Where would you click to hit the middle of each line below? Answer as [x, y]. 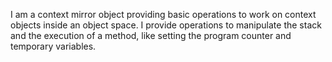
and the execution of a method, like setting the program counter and [151, 35]
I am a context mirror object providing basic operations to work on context [163, 14]
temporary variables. [53, 46]
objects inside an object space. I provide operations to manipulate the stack [166, 25]
